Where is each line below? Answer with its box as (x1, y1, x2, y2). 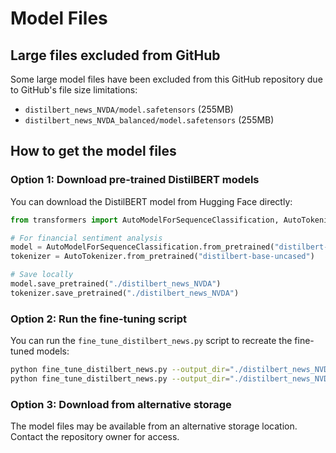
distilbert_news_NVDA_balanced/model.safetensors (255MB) (24, 114, 275, 126)
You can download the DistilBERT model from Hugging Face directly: (10, 195, 293, 207)
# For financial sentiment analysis (10, 233, 163, 243)
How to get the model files (10, 143, 177, 160)
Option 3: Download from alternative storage (10, 397, 232, 411)
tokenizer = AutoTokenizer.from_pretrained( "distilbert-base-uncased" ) (10, 252, 315, 262)
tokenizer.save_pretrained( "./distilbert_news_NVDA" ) (10, 288, 240, 298)
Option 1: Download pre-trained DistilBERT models (10, 173, 260, 187)
